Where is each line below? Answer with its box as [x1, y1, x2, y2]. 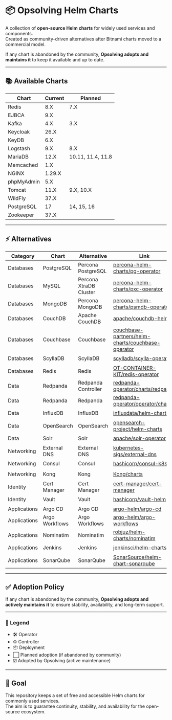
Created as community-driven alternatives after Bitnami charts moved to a [5, 36, 162, 42]
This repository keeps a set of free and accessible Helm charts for [5, 692, 145, 699]
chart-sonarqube [113, 560, 155, 567]
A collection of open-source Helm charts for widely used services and [5, 25, 155, 31]
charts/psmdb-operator [113, 303, 171, 310]
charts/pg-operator [113, 267, 161, 275]
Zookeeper [8, 211, 34, 218]
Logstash [8, 145, 31, 152]
